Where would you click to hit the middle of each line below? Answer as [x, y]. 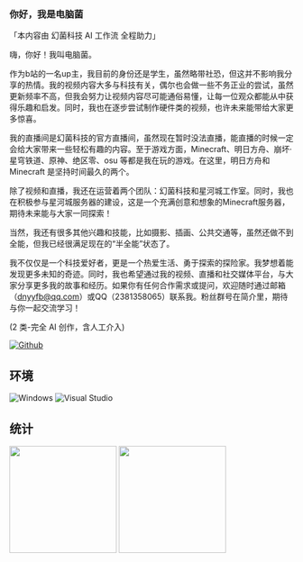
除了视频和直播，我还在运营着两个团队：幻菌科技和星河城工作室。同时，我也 [151, 191]
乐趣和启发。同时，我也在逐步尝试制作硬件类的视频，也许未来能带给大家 [151, 108]
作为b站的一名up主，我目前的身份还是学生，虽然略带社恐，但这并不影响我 [147, 74]
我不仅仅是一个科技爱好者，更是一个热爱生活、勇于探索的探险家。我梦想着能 [151, 263]
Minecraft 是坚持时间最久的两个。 [72, 172]
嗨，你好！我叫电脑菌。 [53, 55]
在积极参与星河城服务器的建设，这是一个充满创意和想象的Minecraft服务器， [150, 202]
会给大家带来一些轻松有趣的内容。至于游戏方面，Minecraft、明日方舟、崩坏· [151, 150]
